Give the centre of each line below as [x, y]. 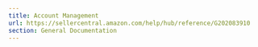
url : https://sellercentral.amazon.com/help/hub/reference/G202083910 [129, 23]
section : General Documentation [62, 30]
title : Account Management [54, 16]
